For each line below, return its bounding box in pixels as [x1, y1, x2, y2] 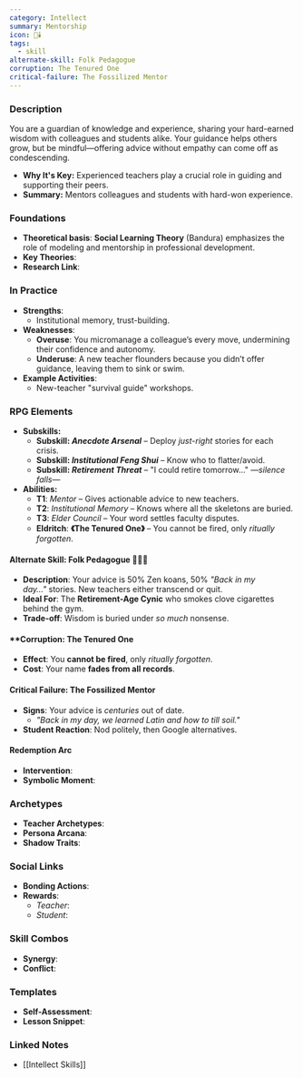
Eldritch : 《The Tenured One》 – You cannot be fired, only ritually [35, 522, 275, 533]
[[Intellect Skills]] [22, 1059, 86, 1070]
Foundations [9, 211, 66, 224]
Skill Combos [9, 932, 69, 945]
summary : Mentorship [9, 22, 88, 31]
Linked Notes [9, 1038, 70, 1051]
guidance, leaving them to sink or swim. [35, 363, 185, 374]
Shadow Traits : [22, 838, 82, 849]
